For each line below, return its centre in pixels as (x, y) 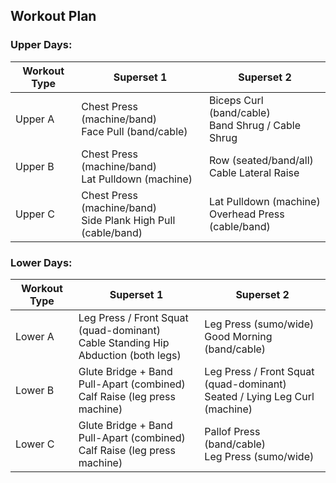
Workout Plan (53, 16)
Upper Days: (41, 45)
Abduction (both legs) (130, 355)
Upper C (35, 214)
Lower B (35, 390)
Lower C (35, 444)
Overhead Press (246, 214)
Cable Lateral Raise (254, 172)
